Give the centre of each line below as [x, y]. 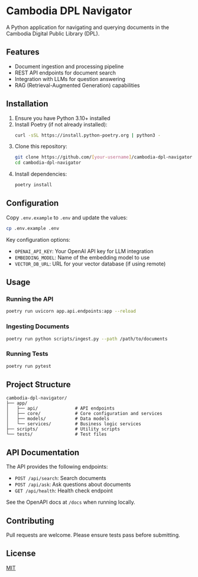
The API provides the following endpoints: [57, 467]
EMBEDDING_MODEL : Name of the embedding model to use [82, 257]
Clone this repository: [41, 147]
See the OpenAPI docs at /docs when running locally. [71, 502]
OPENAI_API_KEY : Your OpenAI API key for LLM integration [84, 251]
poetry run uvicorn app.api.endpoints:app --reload [71, 312]
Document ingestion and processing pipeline [69, 66]
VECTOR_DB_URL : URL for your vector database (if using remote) [90, 264]
